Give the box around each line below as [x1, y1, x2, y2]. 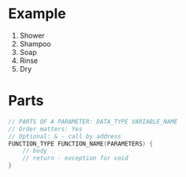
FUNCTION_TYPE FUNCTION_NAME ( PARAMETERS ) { [8, 139, 154, 148]
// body [22, 147, 47, 155]
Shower [19, 31, 45, 40]
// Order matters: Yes [8, 125, 83, 133]
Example [8, 5, 66, 23]
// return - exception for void [22, 154, 128, 162]
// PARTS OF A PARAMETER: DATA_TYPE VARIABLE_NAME [8, 117, 178, 126]
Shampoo [19, 39, 51, 48]
